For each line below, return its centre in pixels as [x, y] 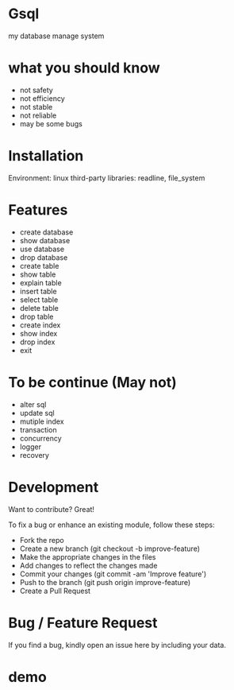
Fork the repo [42, 540]
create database [46, 232]
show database [45, 240]
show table [38, 274]
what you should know [84, 68]
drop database [44, 257]
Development [54, 487]
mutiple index [42, 421]
